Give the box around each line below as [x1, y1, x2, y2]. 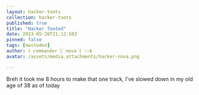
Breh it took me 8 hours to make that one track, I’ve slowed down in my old [6, 75, 193, 82]
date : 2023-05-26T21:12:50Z [6, 31, 78, 37]
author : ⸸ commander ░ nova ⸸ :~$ [6, 48, 92, 54]
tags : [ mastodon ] [6, 43, 50, 49]
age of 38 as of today [6, 82, 60, 89]
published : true [6, 20, 47, 26]
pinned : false [6, 37, 42, 43]
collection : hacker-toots [6, 14, 72, 20]
